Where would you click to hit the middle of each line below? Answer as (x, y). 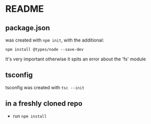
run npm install (30, 116)
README (25, 9)
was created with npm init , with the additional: (55, 40)
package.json (28, 28)
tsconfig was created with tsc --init (45, 87)
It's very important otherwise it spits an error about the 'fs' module (76, 59)
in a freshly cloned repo (44, 104)
